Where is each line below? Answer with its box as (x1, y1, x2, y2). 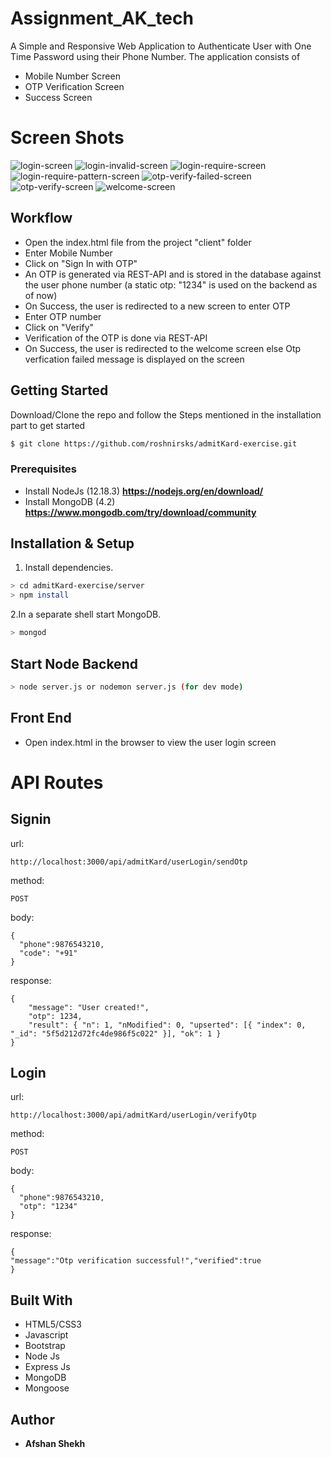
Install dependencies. (24, 562, 114, 574)
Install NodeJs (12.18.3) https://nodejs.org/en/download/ (24, 485, 264, 497)
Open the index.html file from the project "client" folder (24, 236, 252, 248)
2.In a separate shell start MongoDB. (10, 608, 162, 621)
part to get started (10, 419, 86, 431)
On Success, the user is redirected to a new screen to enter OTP (24, 300, 291, 312)
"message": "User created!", (28, 1002, 150, 1012)
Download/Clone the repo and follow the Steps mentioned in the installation (10, 408, 322, 421)
